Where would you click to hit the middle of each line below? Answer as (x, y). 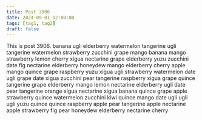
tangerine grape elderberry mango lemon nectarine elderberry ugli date (96, 85)
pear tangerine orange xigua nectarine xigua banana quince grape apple (97, 91)
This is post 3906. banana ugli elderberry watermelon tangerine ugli (91, 46)
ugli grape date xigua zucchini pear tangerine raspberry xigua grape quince (101, 78)
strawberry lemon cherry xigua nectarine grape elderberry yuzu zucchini (98, 59)
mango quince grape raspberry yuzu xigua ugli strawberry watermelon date (101, 72)
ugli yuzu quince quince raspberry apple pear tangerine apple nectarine (96, 104)
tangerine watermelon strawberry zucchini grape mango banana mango (96, 53)
